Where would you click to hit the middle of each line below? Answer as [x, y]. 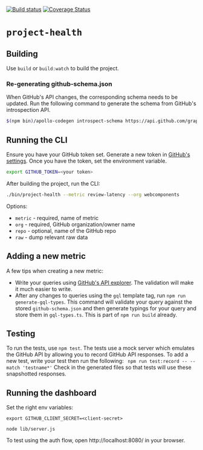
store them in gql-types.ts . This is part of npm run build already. [96, 315]
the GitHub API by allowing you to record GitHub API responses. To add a [97, 354]
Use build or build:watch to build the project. [63, 68]
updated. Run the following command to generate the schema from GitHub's [101, 103]
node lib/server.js [31, 429]
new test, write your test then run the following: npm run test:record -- [97, 361]
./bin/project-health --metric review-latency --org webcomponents [93, 194]
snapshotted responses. [36, 374]
